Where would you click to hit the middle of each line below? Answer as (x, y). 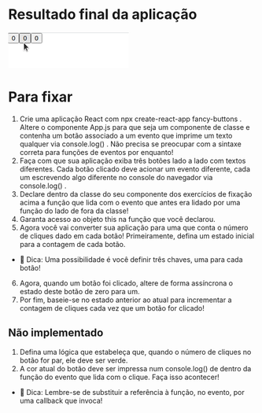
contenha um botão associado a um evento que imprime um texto (126, 135)
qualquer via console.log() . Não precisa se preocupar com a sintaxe (130, 144)
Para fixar (41, 97)
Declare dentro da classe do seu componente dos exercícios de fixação (136, 194)
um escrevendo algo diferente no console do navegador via (116, 177)
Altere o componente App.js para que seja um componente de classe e (135, 127)
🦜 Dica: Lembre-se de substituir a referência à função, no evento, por (132, 392)
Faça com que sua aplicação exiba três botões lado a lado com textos (133, 160)
